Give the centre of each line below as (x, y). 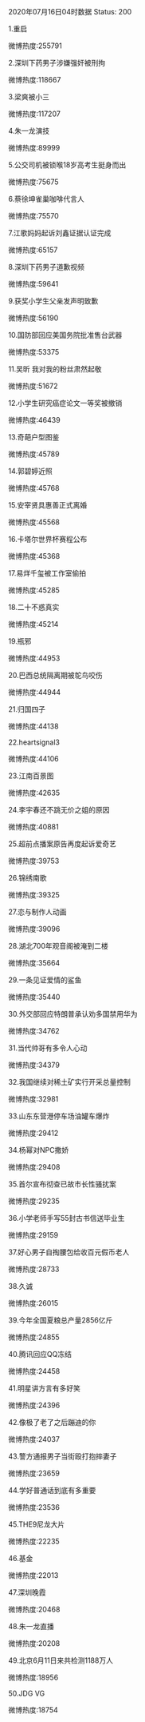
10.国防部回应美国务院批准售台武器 (65, 335)
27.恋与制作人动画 (37, 912)
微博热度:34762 (34, 1031)
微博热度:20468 (34, 1609)
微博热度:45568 (34, 522)
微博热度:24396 (34, 1405)
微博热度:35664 (34, 963)
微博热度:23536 (34, 1507)
